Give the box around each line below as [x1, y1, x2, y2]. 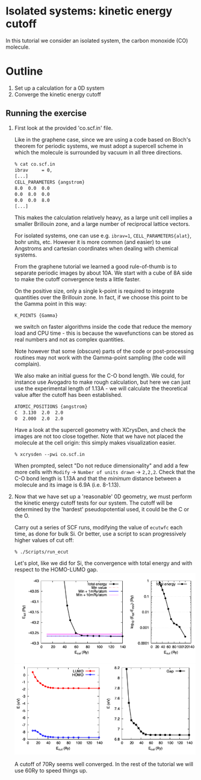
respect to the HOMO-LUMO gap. [14, 566, 98, 573]
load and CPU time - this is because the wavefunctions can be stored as [14, 329, 194, 337]
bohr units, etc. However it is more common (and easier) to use [14, 238, 171, 245]
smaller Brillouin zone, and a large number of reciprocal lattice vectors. [14, 220, 190, 227]
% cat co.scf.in [14, 161, 55, 167]
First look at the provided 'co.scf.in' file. [14, 124, 113, 131]
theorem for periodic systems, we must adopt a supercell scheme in [14, 142, 184, 149]
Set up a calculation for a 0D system [14, 84, 105, 92]
